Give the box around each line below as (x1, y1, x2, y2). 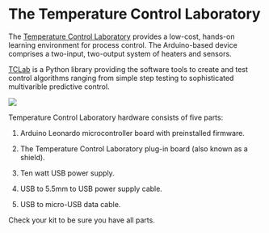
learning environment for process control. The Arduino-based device (8, 40, 238, 49)
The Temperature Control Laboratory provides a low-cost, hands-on (8, 32, 235, 41)
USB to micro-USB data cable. (19, 199, 121, 209)
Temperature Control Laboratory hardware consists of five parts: (8, 112, 224, 122)
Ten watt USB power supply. (19, 167, 115, 178)
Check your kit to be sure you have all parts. (8, 215, 155, 225)
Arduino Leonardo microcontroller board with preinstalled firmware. (19, 128, 245, 138)
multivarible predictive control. (8, 82, 111, 91)
